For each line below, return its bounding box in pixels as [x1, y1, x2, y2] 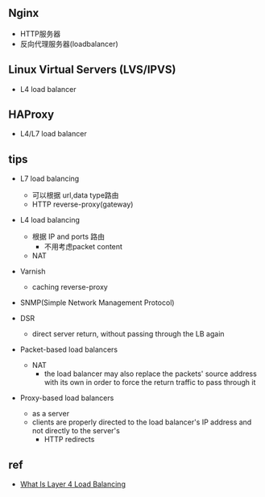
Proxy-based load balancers [19, 393, 114, 403]
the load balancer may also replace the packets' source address [43, 369, 258, 378]
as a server [31, 409, 70, 419]
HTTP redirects [43, 435, 95, 445]
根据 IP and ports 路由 [31, 232, 106, 241]
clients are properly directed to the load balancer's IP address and [31, 417, 252, 427]
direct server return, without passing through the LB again [31, 329, 225, 339]
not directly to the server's [31, 426, 121, 436]
